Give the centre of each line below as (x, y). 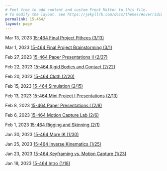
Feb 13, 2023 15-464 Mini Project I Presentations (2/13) (62, 96)
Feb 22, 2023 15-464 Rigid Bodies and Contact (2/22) (60, 67)
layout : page (19, 24)
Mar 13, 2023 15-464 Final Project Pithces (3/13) (55, 38)
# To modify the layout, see (35, 14)
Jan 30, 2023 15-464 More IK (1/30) (42, 135)
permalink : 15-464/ (25, 19)
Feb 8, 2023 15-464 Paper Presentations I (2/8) (54, 106)
